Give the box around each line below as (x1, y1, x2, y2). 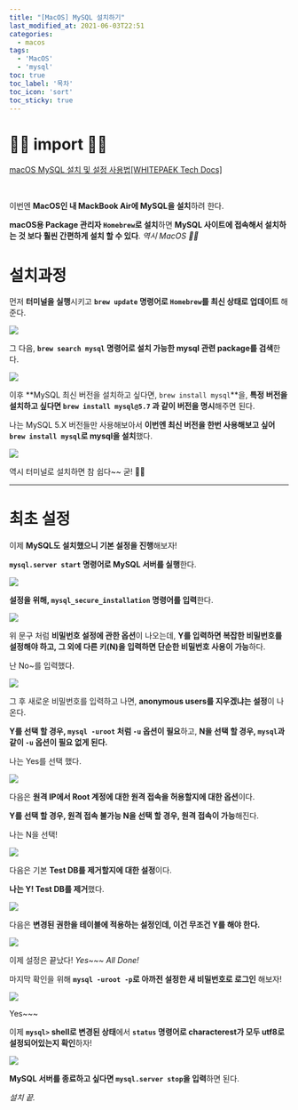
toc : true (9, 71, 46, 80)
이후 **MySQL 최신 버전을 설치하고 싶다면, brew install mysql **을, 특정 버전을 (9, 390, 288, 400)
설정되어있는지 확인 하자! (9, 1038, 93, 1049)
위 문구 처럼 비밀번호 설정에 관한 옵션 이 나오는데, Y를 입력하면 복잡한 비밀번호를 (9, 631, 282, 641)
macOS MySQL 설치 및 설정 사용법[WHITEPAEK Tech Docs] (9, 165, 223, 175)
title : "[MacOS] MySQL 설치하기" (9, 12, 126, 22)
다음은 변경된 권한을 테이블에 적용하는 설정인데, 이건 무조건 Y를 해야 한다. (9, 920, 261, 930)
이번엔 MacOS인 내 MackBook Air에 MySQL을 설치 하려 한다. (9, 201, 224, 212)
